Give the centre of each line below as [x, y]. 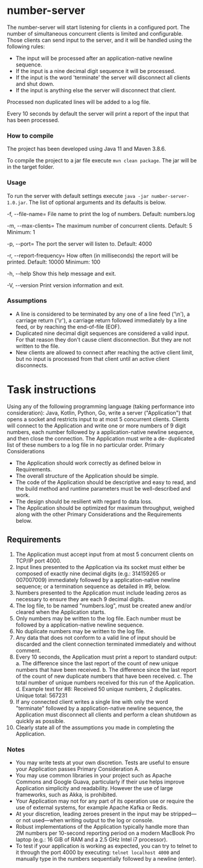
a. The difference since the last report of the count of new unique [97, 663]
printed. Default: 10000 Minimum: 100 [54, 262]
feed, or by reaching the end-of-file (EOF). [68, 327]
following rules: [26, 46]
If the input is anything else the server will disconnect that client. [96, 90]
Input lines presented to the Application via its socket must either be [100, 567]
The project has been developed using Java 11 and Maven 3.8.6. [86, 149]
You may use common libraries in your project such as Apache [93, 775]
